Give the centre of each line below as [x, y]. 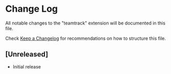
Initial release [27, 66]
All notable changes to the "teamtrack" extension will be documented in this [85, 23]
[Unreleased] [27, 54]
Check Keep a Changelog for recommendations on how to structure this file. [86, 38]
